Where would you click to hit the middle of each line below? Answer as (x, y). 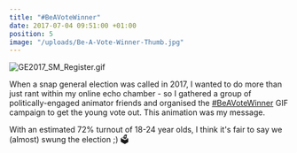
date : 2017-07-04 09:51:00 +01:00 (73, 26)
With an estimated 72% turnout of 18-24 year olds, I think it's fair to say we (146, 130)
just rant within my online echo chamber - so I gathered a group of (130, 94)
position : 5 (31, 34)
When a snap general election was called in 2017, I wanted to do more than (145, 84)
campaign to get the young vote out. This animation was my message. (137, 112)
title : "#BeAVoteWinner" (55, 17)
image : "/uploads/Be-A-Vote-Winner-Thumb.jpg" (97, 42)
